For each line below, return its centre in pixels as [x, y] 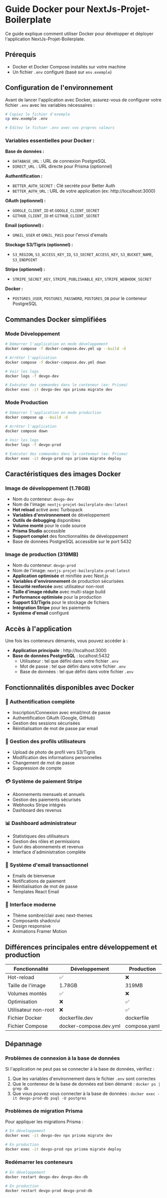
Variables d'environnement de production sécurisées [68, 581]
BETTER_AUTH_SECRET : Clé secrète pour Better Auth [64, 186]
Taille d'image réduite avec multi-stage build [59, 592]
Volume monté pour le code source [49, 526]
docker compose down [27, 431]
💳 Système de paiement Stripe [44, 782]
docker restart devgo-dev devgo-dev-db [47, 1177]
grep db [20, 1089]
